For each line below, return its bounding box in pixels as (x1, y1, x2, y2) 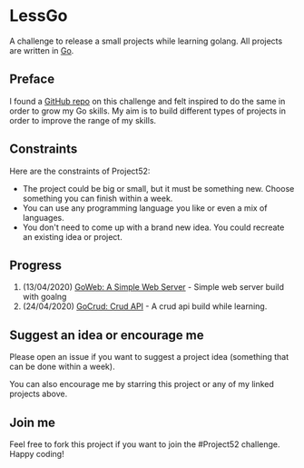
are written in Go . (9, 45, 74, 55)
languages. (22, 212, 65, 223)
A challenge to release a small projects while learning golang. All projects (9, 35, 283, 46)
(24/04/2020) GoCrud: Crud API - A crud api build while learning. (22, 301, 268, 312)
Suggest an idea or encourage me (9, 327, 204, 343)
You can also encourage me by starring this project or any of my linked (9, 379, 275, 390)
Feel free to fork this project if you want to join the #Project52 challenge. (9, 439, 280, 450)
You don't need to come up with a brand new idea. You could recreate (22, 222, 285, 233)
